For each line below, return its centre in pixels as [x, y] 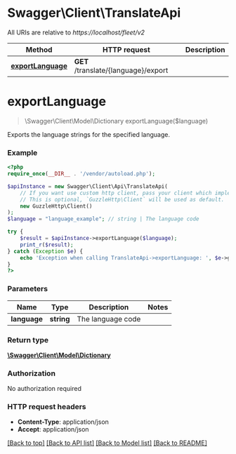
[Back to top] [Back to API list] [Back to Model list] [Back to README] [107, 443]
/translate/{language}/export [121, 70]
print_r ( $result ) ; [47, 245]
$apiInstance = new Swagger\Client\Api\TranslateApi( [88, 186]
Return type [28, 340]
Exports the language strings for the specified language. [89, 134]
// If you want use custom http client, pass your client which [116, 193]
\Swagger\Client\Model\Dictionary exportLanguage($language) [116, 121]
